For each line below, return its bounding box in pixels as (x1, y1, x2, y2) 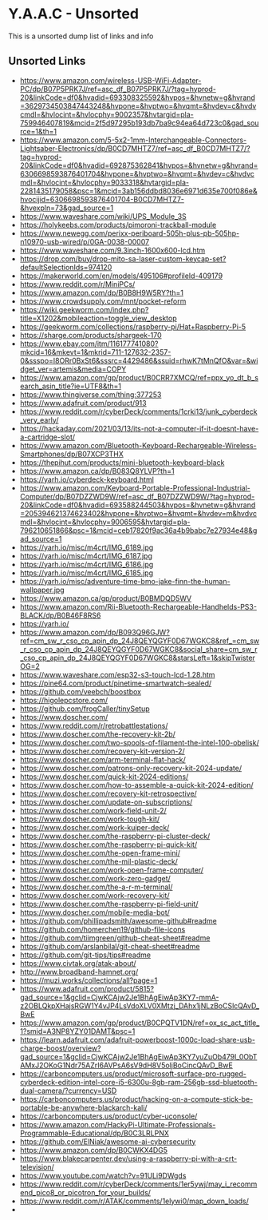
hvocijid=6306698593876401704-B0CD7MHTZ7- (19, 194, 185, 204)
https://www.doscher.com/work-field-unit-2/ (19, 805, 167, 815)
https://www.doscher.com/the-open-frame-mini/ (19, 848, 181, 857)
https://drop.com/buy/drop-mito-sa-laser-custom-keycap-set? (19, 253, 227, 264)
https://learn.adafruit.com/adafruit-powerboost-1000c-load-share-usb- (19, 1035, 255, 1044)
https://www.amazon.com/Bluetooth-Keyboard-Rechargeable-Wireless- (19, 440, 257, 450)
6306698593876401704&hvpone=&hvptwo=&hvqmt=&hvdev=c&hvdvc (19, 169, 255, 178)
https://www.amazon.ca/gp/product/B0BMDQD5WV (19, 593, 192, 603)
